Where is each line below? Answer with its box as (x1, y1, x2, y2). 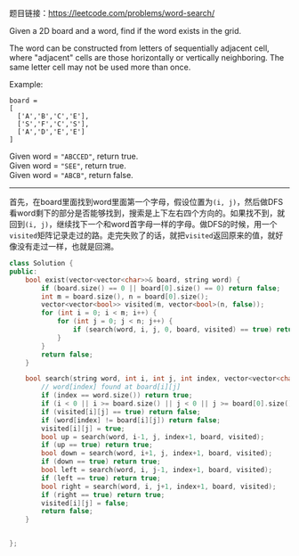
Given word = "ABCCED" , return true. (9, 151, 139, 161)
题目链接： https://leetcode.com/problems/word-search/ (9, 8, 215, 18)
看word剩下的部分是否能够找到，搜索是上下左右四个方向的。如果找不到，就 (9, 208, 286, 218)
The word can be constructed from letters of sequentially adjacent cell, (9, 43, 270, 53)
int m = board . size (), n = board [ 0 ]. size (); (41, 292, 209, 301)
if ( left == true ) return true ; (41, 473, 162, 483)
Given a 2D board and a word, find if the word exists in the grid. (9, 26, 242, 36)
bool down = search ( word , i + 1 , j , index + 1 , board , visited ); (41, 449, 273, 458)
